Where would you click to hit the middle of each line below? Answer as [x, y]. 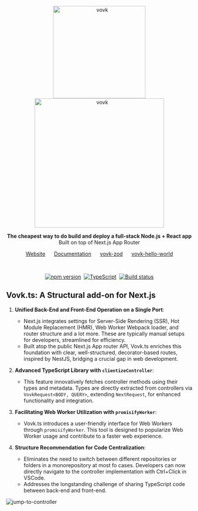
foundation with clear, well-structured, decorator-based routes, [100, 352]
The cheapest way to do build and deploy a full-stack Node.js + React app [99, 236]
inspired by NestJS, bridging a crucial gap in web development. [101, 358]
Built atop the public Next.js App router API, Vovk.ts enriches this [103, 346]
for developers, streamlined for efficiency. [74, 339]
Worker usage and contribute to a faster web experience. [93, 436]
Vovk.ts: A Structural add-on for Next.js [81, 295]
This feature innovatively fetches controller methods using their [101, 381]
